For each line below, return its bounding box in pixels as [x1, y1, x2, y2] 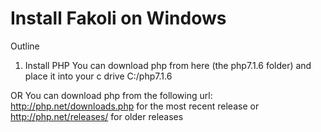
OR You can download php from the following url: [10, 89, 213, 101]
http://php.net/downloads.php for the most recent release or [10, 100, 260, 112]
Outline [10, 40, 40, 52]
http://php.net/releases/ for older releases [10, 110, 184, 122]
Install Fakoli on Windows [10, 7, 227, 30]
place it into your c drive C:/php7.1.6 [24, 70, 173, 82]
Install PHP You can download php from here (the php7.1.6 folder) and [24, 59, 312, 71]
